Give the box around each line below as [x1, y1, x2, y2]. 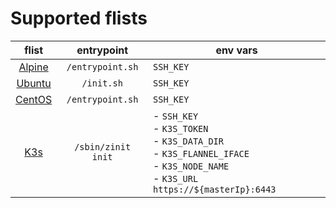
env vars [215, 43, 258, 57]
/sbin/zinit [74, 141, 132, 152]
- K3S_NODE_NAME [153, 158, 230, 172]
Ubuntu [16, 76, 52, 90]
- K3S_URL [153, 171, 199, 185]
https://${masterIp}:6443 [153, 183, 277, 195]
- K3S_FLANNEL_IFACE [153, 146, 250, 160]
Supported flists [10, 7, 148, 30]
